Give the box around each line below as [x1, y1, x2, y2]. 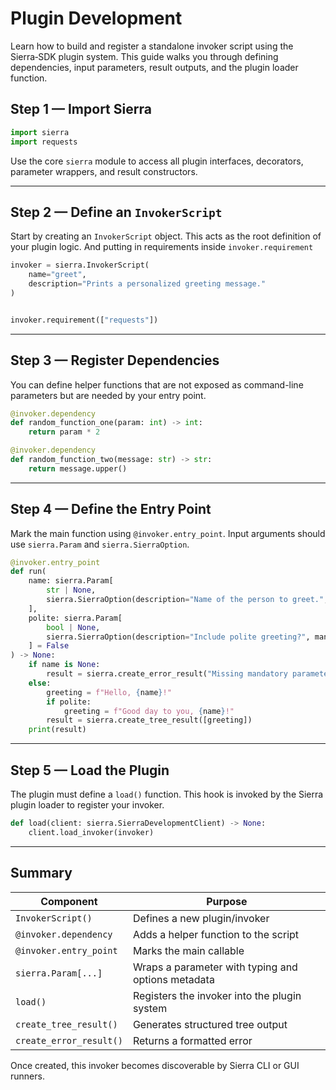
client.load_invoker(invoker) [28, 827, 155, 837]
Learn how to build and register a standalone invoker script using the [10, 40, 294, 52]
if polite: [46, 697, 92, 707]
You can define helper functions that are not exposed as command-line [10, 378, 304, 391]
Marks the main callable [132, 943, 245, 957]
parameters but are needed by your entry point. [10, 389, 207, 401]
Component [40, 894, 98, 908]
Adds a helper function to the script [132, 927, 300, 941]
